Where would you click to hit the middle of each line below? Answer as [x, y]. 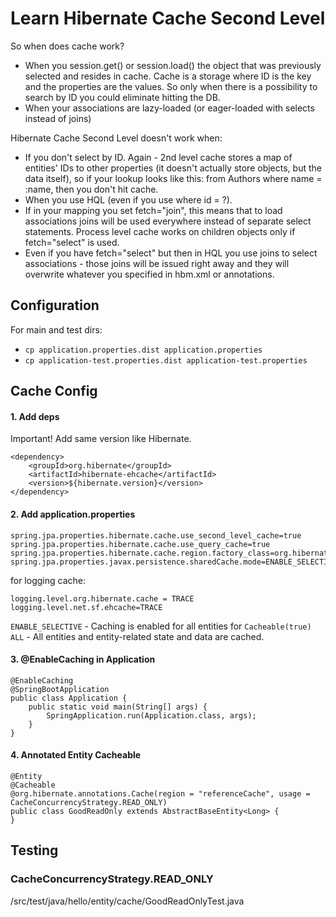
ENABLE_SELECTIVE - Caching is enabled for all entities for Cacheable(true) [161, 626]
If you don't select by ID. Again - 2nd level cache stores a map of [158, 157]
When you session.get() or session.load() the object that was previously [173, 65]
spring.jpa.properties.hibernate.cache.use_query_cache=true [140, 544]
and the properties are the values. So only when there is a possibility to [171, 86]
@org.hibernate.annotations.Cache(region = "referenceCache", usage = [160, 793]
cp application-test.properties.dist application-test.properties [166, 360]
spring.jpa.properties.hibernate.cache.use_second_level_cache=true [156, 535]
